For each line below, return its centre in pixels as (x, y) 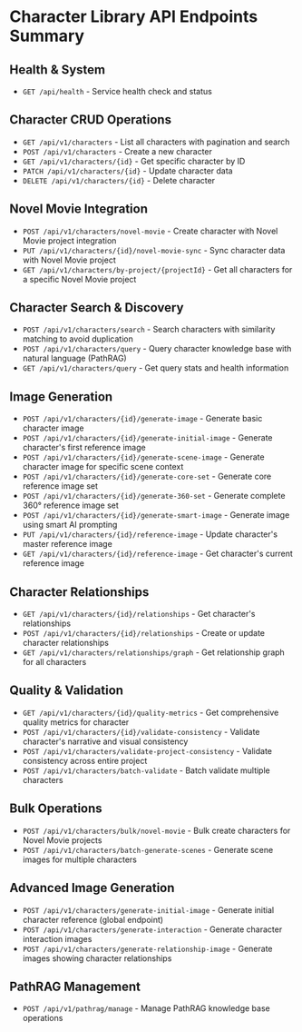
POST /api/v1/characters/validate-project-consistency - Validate (147, 750)
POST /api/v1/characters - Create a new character (117, 151)
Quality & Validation (67, 691)
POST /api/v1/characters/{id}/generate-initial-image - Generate (147, 438)
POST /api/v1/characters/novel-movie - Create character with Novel (150, 231)
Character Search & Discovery (97, 308)
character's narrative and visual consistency (105, 741)
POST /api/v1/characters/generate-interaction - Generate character (152, 929)
